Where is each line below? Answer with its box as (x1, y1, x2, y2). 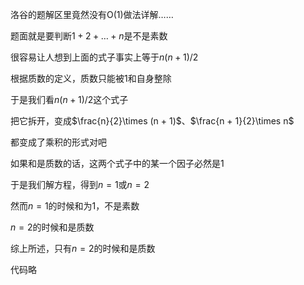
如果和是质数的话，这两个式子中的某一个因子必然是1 (10, 158, 225, 169)
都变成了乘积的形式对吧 (10, 136, 107, 148)
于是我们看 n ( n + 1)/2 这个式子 (10, 94, 129, 105)
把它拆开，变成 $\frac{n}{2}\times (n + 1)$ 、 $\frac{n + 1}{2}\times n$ (10, 115, 295, 127)
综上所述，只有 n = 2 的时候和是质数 (10, 243, 156, 254)
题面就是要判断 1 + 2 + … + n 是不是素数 (10, 30, 168, 42)
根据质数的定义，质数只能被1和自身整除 (10, 73, 172, 84)
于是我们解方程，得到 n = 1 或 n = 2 (10, 179, 150, 190)
